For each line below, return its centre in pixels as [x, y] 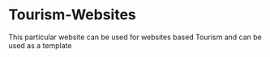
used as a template [40, 45]
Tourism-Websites [72, 15]
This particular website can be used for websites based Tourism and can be [135, 37]
